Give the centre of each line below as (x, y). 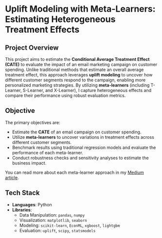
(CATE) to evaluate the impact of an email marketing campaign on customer (81, 64)
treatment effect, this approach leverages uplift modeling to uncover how (79, 75)
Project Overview (32, 47)
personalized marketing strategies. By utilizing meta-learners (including (77, 85)
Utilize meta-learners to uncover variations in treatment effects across (83, 137)
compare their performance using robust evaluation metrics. (65, 95)
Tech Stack (22, 193)
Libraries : (22, 210)
